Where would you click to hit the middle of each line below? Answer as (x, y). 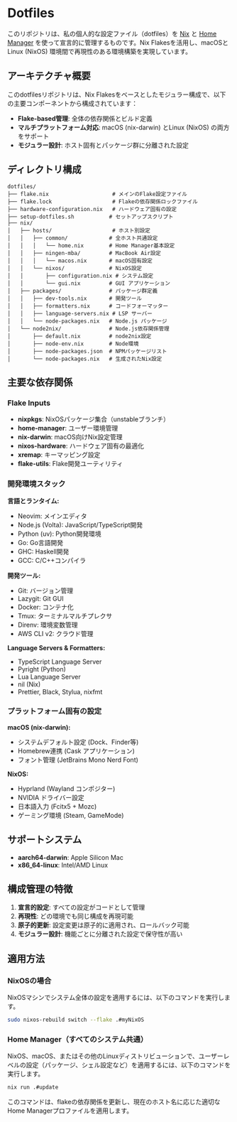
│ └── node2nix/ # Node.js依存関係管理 (88, 328)
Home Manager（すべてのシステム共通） (77, 1039)
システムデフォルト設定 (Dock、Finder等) (78, 742)
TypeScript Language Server (60, 662)
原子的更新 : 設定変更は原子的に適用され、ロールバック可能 (103, 925)
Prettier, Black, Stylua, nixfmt (60, 691)
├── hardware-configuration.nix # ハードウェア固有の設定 (92, 209)
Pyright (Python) (42, 669)
